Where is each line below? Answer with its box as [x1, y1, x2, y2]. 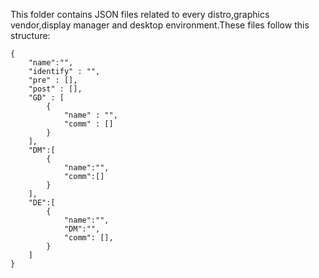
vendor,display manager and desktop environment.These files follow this [10, 19, 310, 31]
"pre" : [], [28, 75, 78, 85]
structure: [10, 30, 51, 41]
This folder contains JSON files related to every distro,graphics [10, 9, 270, 20]
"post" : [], [28, 84, 83, 94]
